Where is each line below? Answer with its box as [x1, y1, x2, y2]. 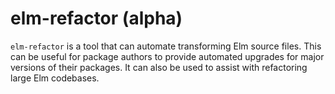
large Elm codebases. [10, 72, 100, 84]
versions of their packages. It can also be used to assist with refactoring [10, 61, 308, 73]
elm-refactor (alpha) [10, 7, 183, 30]
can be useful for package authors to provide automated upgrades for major [10, 50, 325, 62]
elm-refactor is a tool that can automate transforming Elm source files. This [10, 40, 322, 52]
